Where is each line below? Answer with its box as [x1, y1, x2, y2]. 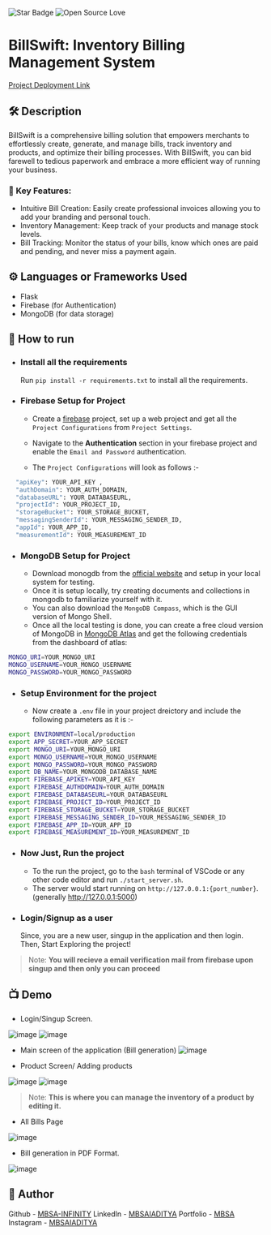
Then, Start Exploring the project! [19, 939, 132, 949]
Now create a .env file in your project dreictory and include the [32, 706, 241, 716]
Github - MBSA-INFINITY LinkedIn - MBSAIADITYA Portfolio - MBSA [8, 1209, 235, 1219]
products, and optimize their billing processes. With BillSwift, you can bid [8, 147, 252, 157]
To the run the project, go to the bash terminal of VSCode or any [32, 866, 245, 876]
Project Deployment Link [8, 80, 91, 89]
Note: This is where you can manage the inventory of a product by [28, 1092, 255, 1102]
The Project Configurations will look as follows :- [32, 463, 200, 472]
